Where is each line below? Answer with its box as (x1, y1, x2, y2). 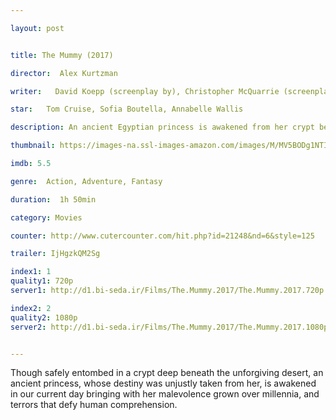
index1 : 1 (10, 267, 52, 277)
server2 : (10, 322, 47, 332)
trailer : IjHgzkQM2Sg (10, 249, 101, 259)
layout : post (10, 23, 65, 33)
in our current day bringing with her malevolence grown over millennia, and (10, 388, 320, 400)
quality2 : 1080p (10, 312, 78, 323)
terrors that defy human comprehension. (10, 399, 178, 411)
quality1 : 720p (10, 276, 74, 286)
